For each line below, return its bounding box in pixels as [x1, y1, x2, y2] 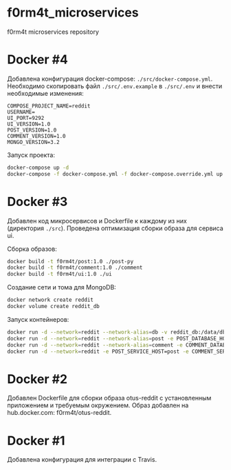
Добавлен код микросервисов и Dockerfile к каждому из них [7, 216, 187, 225]
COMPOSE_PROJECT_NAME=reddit [7, 102, 91, 110]
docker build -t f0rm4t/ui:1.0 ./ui [7, 271, 112, 278]
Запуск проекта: [7, 150, 56, 159]
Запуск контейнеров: [7, 315, 69, 323]
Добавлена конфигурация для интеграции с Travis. [7, 456, 157, 464]
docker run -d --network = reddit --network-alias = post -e [7, 335, 174, 342]
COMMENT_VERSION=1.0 [7, 132, 67, 139]
